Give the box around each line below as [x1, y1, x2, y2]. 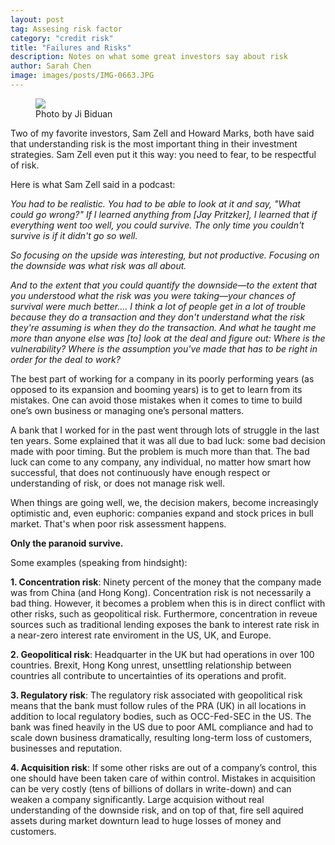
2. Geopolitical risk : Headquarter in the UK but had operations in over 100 [10, 648, 315, 660]
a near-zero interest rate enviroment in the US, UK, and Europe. [10, 629, 272, 641]
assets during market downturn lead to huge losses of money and [10, 814, 282, 826]
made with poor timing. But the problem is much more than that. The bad [10, 445, 310, 457]
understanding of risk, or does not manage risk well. [10, 477, 226, 489]
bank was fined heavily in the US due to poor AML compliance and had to [10, 721, 314, 733]
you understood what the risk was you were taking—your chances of [10, 289, 296, 301]
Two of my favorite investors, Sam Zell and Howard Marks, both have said [10, 127, 315, 139]
